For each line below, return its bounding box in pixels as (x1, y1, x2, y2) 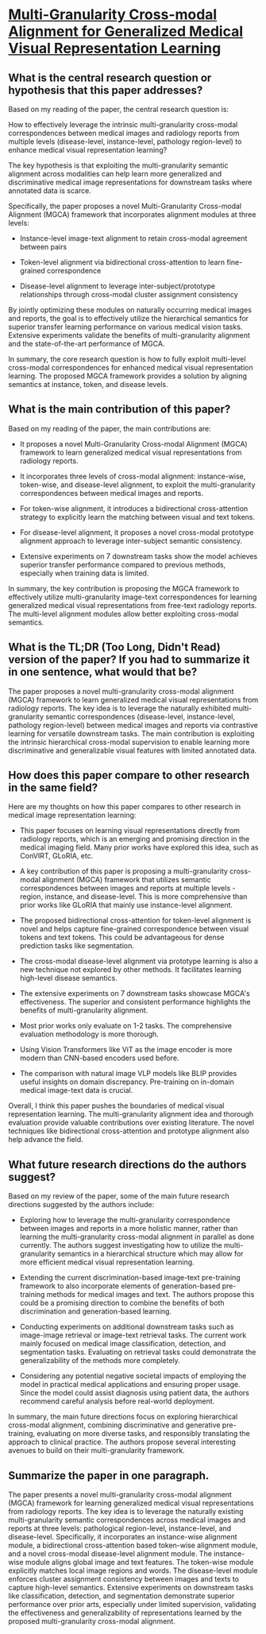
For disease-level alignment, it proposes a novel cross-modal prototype (19, 527, 254, 537)
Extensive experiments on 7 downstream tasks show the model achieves (19, 551, 258, 561)
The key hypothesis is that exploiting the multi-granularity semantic (8, 161, 229, 170)
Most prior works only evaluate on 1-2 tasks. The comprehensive (19, 1021, 233, 1031)
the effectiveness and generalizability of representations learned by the (8, 1608, 242, 1618)
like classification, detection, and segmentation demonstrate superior (8, 1591, 235, 1601)
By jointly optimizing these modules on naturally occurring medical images (8, 305, 253, 315)
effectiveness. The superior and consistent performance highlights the (19, 997, 251, 1007)
